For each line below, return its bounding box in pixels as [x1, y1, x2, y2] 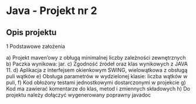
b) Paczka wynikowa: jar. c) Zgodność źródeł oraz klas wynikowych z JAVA [6, 60, 188, 67]
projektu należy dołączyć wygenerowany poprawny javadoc [6, 92, 151, 98]
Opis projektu [6, 27, 57, 37]
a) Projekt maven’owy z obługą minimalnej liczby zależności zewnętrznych [6, 54, 186, 61]
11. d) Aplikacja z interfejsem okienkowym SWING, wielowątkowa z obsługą [6, 67, 188, 74]
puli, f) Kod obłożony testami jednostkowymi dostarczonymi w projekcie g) [6, 79, 186, 86]
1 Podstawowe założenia [6, 43, 66, 50]
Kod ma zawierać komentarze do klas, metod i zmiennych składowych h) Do [6, 85, 191, 92]
